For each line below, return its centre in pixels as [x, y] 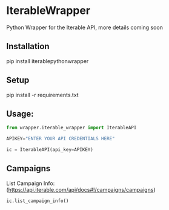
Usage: [20, 114]
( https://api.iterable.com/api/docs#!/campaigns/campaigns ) [81, 189]
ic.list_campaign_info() [38, 201]
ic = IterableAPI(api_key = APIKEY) [50, 150]
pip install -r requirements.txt [42, 95]
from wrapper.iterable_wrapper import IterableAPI [71, 128]
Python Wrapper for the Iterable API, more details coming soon [85, 27]
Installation [28, 46]
